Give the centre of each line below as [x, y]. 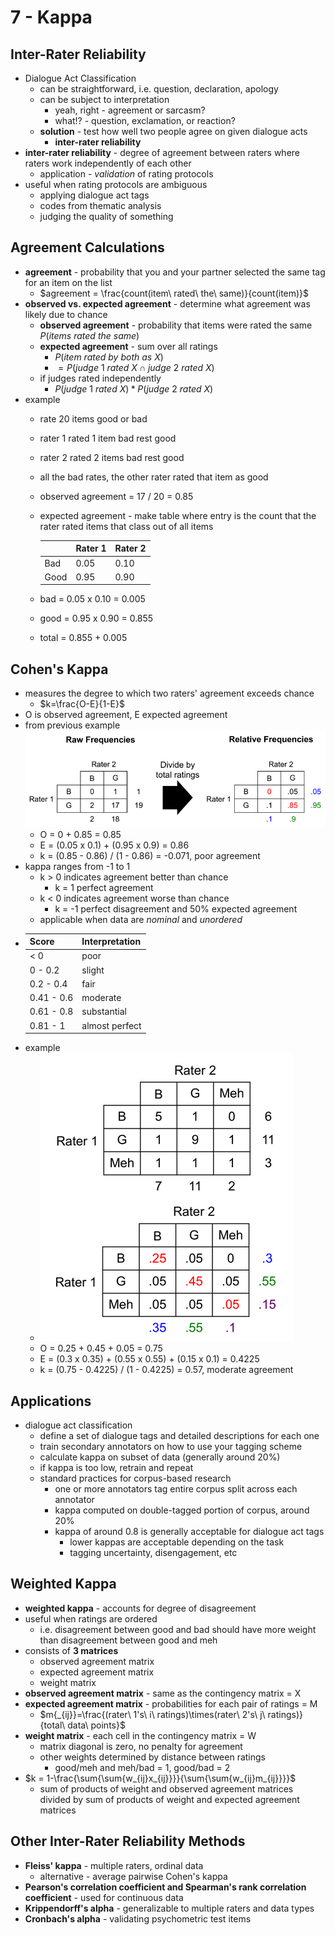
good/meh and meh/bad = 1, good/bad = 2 [142, 1767]
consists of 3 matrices [71, 1650]
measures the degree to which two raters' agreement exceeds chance [169, 693]
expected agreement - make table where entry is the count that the [178, 515]
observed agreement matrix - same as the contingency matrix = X [163, 1693]
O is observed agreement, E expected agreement [126, 715]
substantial [104, 1012]
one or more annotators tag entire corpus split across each [176, 1488]
